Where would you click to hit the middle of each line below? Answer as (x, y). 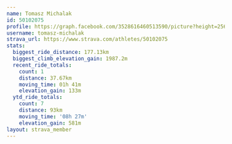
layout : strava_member (39, 129)
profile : (19, 26)
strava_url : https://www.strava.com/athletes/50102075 (87, 39)
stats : (16, 46)
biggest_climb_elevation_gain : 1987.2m (70, 59)
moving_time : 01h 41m (50, 84)
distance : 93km (41, 110)
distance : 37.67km (45, 78)
